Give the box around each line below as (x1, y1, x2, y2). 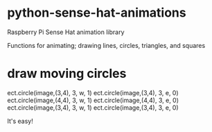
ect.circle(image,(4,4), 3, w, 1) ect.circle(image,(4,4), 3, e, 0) (7, 96, 179, 104)
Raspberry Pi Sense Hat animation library (7, 28, 125, 36)
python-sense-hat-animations (7, 5, 186, 21)
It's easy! (7, 117, 33, 125)
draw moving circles (7, 66, 127, 81)
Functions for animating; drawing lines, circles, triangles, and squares (7, 41, 206, 49)
